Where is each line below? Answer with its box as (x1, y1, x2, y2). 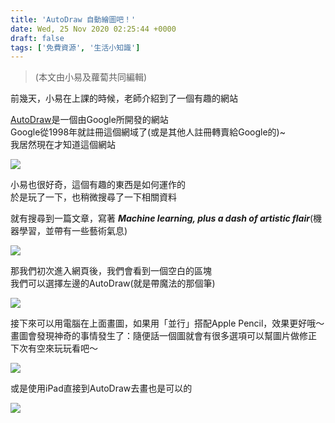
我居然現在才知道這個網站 (10, 139, 116, 151)
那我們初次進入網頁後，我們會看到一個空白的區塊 (10, 265, 212, 277)
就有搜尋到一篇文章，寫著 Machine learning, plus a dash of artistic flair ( (10, 212, 314, 225)
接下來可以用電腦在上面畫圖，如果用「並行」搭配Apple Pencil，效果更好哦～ (10, 317, 325, 330)
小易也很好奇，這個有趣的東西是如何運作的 (10, 179, 186, 191)
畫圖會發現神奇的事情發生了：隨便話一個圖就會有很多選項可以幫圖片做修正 (10, 330, 317, 342)
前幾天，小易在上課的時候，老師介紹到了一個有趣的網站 (10, 92, 238, 105)
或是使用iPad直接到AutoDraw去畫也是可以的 (10, 382, 193, 395)
